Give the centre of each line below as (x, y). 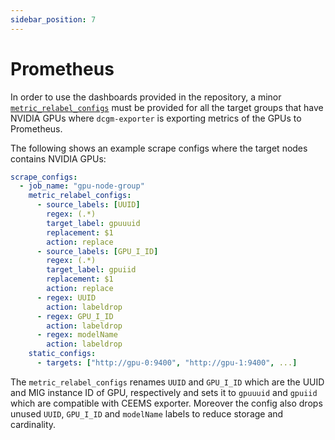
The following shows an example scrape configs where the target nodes (159, 148)
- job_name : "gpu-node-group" (82, 186)
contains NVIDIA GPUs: (58, 158)
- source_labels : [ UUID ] (88, 205)
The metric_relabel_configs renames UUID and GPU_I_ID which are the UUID (167, 382)
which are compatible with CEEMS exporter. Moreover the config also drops (166, 403)
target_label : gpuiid (91, 270)
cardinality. (33, 424)
